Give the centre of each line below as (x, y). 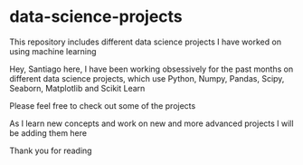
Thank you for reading (51, 150)
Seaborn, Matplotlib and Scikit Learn (77, 88)
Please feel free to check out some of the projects (103, 105)
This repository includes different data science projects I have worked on (146, 42)
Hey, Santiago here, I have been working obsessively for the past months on (151, 69)
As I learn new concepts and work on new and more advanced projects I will (151, 123)
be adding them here (48, 132)
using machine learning (53, 51)
